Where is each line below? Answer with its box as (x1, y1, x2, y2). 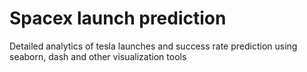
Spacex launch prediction (9, 7, 227, 30)
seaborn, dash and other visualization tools (9, 50, 187, 62)
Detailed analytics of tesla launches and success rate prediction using (9, 40, 298, 52)
